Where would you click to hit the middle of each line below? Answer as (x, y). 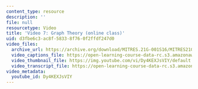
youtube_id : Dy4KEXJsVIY (42, 77)
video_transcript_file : (40, 66)
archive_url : (27, 50)
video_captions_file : (38, 55)
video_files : (22, 44)
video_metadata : (26, 71)
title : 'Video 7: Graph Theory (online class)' (66, 33)
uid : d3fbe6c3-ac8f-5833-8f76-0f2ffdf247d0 (60, 39)
